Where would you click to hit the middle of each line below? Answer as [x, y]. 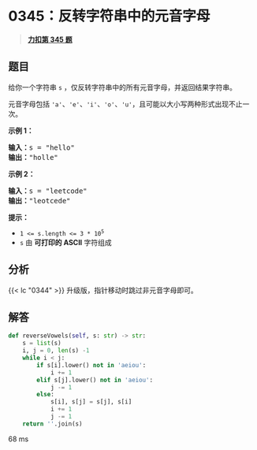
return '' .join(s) [52, 424]
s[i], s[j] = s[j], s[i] [91, 402]
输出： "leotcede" [39, 201]
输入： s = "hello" [41, 147]
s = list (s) [42, 344]
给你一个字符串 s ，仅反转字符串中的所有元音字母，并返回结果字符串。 [123, 87]
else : [46, 395]
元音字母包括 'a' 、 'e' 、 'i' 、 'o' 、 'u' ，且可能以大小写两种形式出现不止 [125, 104]
